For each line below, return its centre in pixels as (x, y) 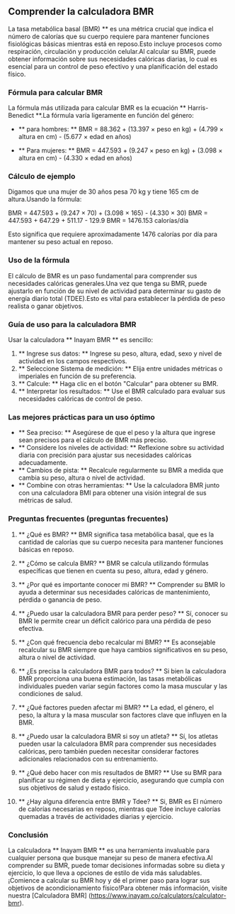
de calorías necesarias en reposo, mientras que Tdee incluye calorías (120, 809)
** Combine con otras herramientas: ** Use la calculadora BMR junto (119, 485)
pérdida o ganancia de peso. (60, 600)
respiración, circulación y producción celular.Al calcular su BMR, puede (112, 51)
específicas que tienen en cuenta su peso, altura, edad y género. (113, 571)
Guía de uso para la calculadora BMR (72, 324)
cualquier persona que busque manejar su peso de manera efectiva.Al (110, 857)
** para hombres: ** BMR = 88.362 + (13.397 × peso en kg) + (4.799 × (121, 129)
